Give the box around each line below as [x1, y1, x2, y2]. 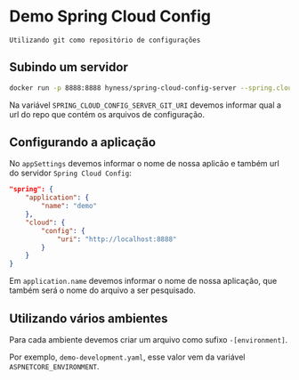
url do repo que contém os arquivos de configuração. [9, 109, 206, 119]
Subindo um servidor [9, 60, 129, 75]
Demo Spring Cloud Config [9, 6, 212, 27]
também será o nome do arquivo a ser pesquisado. [9, 285, 196, 295]
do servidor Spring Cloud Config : [9, 167, 132, 179]
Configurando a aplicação [9, 135, 157, 150]
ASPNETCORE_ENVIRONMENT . [9, 361, 100, 371]
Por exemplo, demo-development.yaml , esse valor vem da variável [9, 352, 246, 362]
